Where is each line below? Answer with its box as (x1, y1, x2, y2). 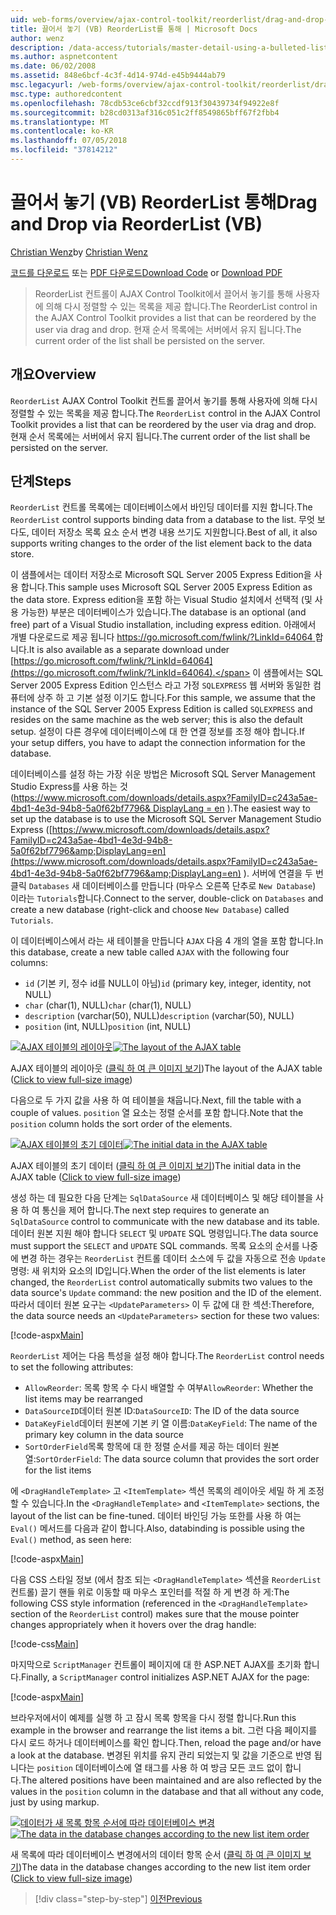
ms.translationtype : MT (10, 117, 110, 127)
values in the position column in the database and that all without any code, (10, 1786, 324, 1798)
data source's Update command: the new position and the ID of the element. (10, 1287, 322, 1299)
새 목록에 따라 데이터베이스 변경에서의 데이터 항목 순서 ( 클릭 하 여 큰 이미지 (10, 1849, 302, 1861)
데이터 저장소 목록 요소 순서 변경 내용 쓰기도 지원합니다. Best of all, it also (31, 526, 318, 538)
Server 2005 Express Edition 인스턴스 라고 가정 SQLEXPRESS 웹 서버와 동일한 (10, 679, 311, 691)
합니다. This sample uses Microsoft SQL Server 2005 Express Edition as (20, 581, 313, 593)
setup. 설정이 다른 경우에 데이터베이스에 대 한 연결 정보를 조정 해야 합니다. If (10, 726, 305, 738)
